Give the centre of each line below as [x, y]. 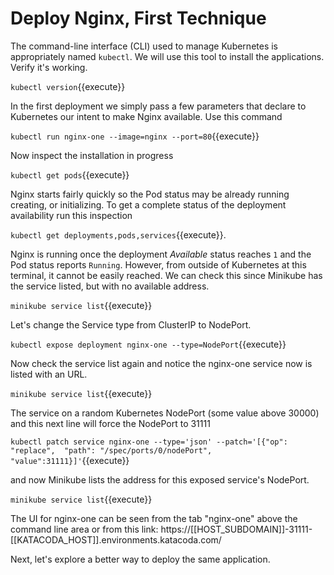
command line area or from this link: [84, 529]
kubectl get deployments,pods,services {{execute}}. [118, 234]
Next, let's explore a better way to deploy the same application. [140, 559]
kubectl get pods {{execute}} [70, 174]
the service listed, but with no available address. [110, 286]
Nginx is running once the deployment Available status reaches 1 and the [161, 254]
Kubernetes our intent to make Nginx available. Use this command [146, 116]
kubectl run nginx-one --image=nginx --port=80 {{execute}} [135, 136]
